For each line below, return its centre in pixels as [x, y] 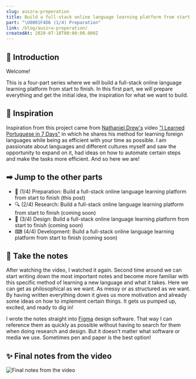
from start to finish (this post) [50, 198]
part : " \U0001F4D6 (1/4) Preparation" [53, 22]
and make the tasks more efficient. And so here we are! [73, 158]
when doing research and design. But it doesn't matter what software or [93, 331]
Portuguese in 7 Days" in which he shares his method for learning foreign [95, 134]
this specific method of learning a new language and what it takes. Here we [97, 283]
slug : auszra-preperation [38, 11]
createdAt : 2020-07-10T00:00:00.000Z [52, 33]
